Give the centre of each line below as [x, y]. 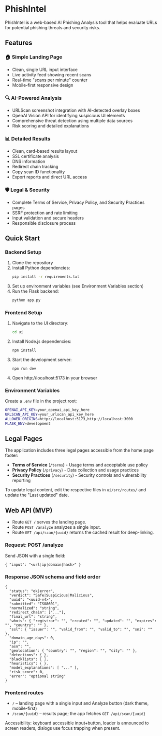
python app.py [26, 300]
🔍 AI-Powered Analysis [33, 98]
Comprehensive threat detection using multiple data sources [72, 121]
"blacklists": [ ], [29, 659]
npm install [24, 350]
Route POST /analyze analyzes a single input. [57, 527]
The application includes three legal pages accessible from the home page [79, 450]
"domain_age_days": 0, [32, 638]
